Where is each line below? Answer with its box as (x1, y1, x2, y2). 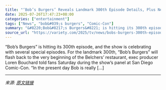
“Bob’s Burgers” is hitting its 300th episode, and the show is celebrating (5, 44, 152, 49)
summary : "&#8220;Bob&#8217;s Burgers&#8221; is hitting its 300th (5, 26, 147, 31)
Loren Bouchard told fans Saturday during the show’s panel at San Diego (5, 60, 153, 65)
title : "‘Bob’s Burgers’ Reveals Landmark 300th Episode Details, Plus (5, 7, 156, 12)
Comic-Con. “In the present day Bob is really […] (5, 65, 104, 71)
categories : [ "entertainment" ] (5, 16, 70, 21)
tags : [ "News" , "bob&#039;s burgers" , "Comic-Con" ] (5, 21, 114, 26)
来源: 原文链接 (5, 80, 34, 86)
